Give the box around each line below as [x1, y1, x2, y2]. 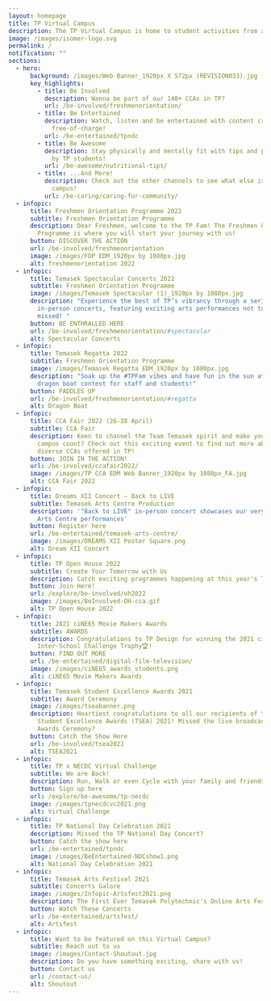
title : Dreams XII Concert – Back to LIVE [29, 492, 175, 500]
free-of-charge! [51, 124, 106, 132]
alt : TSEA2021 [29, 748, 78, 756]
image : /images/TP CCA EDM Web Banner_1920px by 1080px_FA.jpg [29, 470, 248, 478]
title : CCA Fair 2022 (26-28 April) [29, 417, 153, 425]
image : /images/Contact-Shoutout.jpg [29, 950, 157, 958]
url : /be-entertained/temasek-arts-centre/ [29, 530, 179, 538]
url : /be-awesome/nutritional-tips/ [44, 162, 168, 170]
